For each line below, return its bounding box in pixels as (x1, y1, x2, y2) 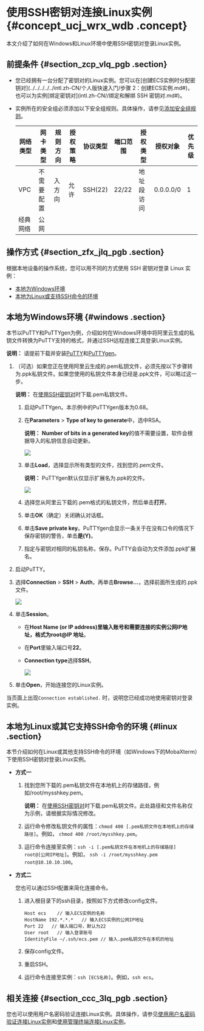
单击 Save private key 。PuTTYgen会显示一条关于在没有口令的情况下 (24, 524, 194, 532)
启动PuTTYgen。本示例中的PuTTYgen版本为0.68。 (24, 404, 152, 411)
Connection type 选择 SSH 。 (24, 657, 95, 664)
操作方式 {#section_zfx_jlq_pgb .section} (6, 247, 165, 257)
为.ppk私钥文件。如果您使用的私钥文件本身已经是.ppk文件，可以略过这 (15, 370, 192, 378)
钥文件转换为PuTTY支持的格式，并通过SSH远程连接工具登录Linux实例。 (6, 337, 186, 344)
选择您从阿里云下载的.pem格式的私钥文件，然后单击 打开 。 (24, 499, 170, 506)
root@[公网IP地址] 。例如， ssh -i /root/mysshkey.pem (24, 851, 158, 858)
